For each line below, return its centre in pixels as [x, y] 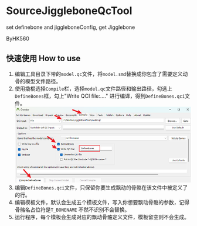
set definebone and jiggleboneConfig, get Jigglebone [71, 27]
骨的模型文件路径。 [38, 81]
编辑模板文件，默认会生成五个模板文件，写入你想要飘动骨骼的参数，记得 [102, 202]
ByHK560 [18, 38]
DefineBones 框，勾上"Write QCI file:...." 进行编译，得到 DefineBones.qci [100, 96]
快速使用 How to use [43, 59]
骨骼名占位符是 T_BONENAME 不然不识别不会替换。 [72, 210]
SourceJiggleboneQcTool [69, 11]
